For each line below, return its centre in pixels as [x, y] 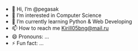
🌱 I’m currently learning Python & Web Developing [72, 21]
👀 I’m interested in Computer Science [56, 15]
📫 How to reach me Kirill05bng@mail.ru [60, 28]
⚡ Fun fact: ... [27, 43]
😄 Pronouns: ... [30, 36]
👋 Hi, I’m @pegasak [35, 9]
